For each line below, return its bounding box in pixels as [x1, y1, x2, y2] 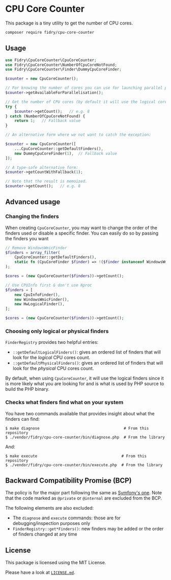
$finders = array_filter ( [5, 250, 60, 255]
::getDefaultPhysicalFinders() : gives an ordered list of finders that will [12, 360, 163, 366]
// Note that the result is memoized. [5, 179, 88, 184]
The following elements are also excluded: [5, 505, 94, 511]
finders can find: [5, 416, 40, 422]
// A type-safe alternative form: [5, 165, 79, 170]
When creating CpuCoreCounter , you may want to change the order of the [5, 224, 158, 231]
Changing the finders [5, 213, 60, 220]
